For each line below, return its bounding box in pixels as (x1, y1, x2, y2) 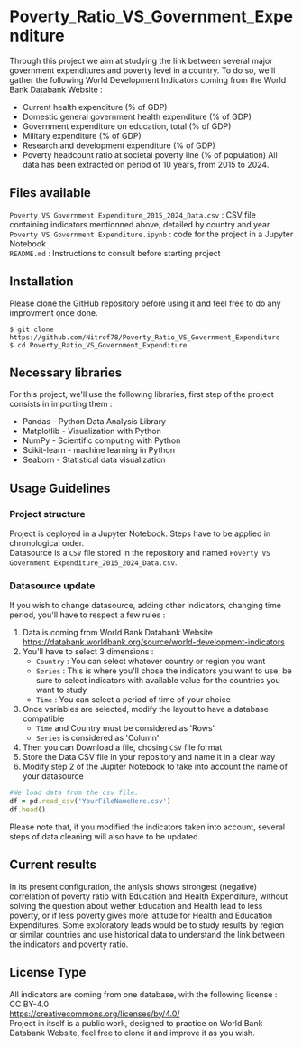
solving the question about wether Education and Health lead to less (9, 900, 263, 911)
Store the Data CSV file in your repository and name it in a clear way (22, 752, 276, 763)
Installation (9, 273, 74, 290)
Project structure (9, 507, 86, 520)
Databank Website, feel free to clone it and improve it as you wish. (9, 1027, 255, 1038)
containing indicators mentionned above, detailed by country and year (9, 218, 270, 229)
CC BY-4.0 (9, 998, 50, 1009)
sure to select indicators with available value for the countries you (35, 675, 281, 686)
